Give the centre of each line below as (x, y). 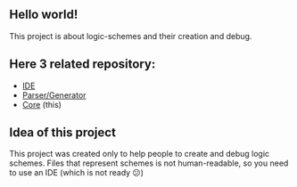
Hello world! (44, 15)
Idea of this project (62, 133)
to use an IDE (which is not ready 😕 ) (77, 173)
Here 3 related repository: (82, 65)
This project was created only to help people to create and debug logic (140, 154)
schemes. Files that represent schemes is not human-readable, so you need (149, 163)
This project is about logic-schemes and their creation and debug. (131, 36)
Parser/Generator (54, 95)
